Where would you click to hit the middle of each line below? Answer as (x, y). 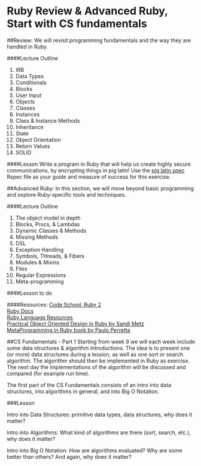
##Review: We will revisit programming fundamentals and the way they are (99, 40)
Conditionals (31, 83)
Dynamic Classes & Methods (51, 230)
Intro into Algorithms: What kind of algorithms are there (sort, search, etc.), (99, 433)
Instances (28, 114)
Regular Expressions (41, 275)
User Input (28, 95)
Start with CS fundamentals (77, 24)
